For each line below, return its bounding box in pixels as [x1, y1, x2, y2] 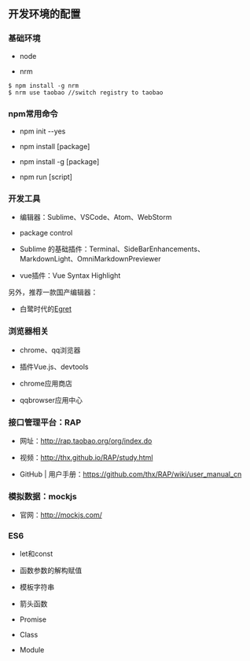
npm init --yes [19, 126, 66, 136]
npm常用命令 [8, 108, 58, 119]
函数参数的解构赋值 [19, 566, 83, 575]
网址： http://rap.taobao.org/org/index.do [19, 436, 153, 445]
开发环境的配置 [8, 7, 81, 21]
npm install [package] [19, 141, 90, 151]
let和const [19, 549, 53, 559]
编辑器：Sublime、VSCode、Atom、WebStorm [19, 213, 172, 222]
